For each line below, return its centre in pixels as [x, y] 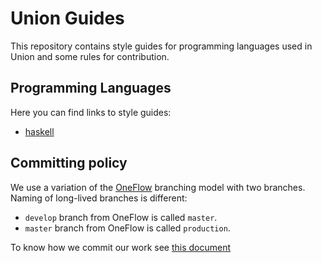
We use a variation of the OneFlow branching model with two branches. [158, 187]
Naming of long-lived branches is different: [99, 198]
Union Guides [67, 18]
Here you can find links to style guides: [91, 112]
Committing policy [69, 163]
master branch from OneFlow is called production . [127, 228]
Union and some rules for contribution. [90, 56]
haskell [39, 131]
